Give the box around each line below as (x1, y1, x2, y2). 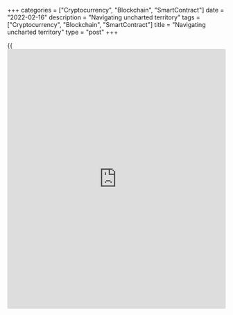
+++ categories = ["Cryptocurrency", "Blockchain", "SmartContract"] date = (7, 6, 225, 14)
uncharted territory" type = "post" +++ (7, 28, 119, 36)
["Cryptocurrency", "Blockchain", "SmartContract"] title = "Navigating (7, 21, 206, 28)
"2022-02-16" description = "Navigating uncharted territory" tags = (7, 13, 201, 21)
